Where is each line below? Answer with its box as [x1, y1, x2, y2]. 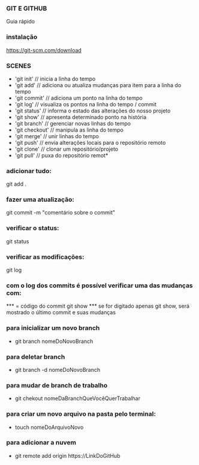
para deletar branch [6, 353, 65, 361]
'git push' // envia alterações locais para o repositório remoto [14, 139, 166, 146]
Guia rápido [6, 18, 35, 25]
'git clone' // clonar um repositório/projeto [14, 145, 119, 153]
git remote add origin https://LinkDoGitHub [14, 452, 120, 459]
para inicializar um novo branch [6, 324, 100, 332]
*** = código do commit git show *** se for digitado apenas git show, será [6, 302, 190, 310]
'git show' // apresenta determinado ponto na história [14, 113, 147, 121]
